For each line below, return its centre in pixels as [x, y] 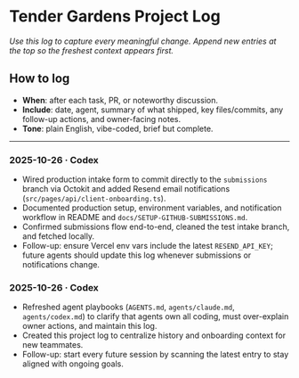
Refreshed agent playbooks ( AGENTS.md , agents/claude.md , [128, 307]
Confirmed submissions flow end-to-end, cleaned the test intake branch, [156, 227]
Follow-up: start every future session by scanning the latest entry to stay [155, 355]
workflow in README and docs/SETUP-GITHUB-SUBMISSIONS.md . [135, 218]
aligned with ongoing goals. [73, 364]
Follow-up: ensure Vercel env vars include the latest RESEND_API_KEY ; [147, 246]
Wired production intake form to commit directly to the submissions [145, 179]
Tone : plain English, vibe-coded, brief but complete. [117, 128]
